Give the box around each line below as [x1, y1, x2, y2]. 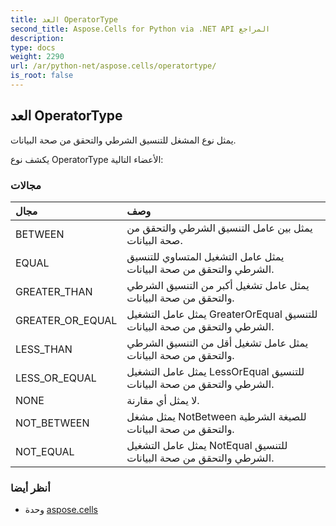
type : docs [10, 42, 56, 53]
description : [10, 33, 65, 43]
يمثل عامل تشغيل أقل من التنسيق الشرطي [126, 336, 309, 350]
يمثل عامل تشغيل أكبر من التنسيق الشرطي [126, 278, 310, 292]
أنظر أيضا [10, 481, 51, 495]
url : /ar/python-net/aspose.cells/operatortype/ [10, 61, 217, 71]
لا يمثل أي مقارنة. [126, 393, 200, 407]
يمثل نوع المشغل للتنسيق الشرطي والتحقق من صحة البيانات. [10, 134, 237, 146]
